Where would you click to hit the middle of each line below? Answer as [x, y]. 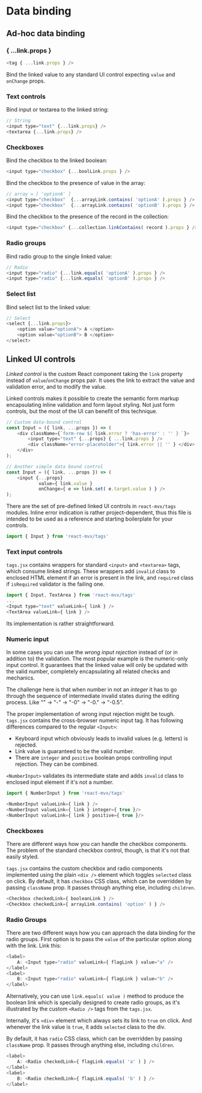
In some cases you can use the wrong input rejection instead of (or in [92, 653]
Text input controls [35, 551]
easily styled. [23, 856]
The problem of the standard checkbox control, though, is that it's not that [98, 850]
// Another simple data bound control [55, 466]
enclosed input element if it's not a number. [60, 782]
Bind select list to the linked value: [48, 307]
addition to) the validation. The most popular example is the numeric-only [97, 659]
